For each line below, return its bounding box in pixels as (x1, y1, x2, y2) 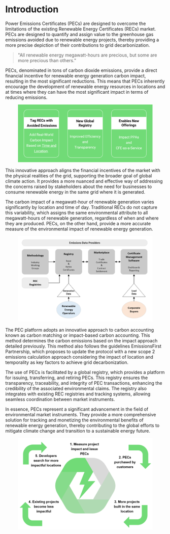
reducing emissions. (5, 94, 48, 100)
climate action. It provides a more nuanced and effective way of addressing (5, 178, 163, 184)
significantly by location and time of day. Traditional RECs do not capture (5, 204, 157, 210)
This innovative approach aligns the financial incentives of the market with (5, 167, 161, 173)
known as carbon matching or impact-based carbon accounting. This (5, 332, 151, 338)
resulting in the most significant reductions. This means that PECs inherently (5, 78, 165, 84)
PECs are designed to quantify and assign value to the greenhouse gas (5, 31, 154, 37)
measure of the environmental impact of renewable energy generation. (5, 226, 153, 232)
